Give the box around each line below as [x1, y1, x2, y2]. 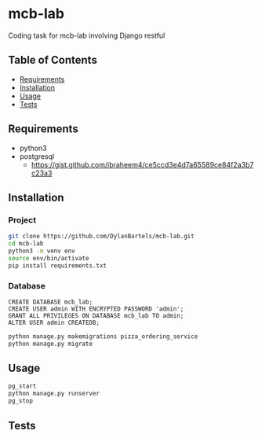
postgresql [19, 151, 55, 161]
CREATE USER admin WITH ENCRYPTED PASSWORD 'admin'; [8, 304, 184, 313]
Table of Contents [8, 53, 98, 67]
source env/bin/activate [8, 254, 89, 262]
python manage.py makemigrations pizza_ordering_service [8, 332, 198, 340]
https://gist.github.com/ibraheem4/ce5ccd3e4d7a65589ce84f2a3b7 [31, 160, 254, 169]
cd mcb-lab [8, 240, 44, 248]
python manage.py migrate [8, 340, 93, 348]
